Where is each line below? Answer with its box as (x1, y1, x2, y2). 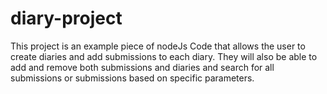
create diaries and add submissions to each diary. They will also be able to (10, 50, 318, 62)
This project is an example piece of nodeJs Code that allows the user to (10, 40, 306, 52)
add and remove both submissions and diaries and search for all (10, 61, 275, 73)
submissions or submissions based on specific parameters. (10, 72, 255, 84)
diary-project (10, 7, 123, 30)
